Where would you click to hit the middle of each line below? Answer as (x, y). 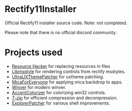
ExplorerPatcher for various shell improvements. (61, 103)
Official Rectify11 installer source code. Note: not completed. (66, 23)
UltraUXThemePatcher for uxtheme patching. (58, 77)
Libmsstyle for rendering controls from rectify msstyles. (68, 71)
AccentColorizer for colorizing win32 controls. (59, 92)
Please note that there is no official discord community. (61, 32)
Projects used (34, 53)
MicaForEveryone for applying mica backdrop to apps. (67, 82)
